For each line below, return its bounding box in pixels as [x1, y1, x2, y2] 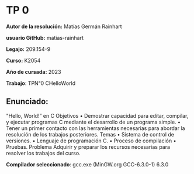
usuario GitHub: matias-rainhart [6, 34, 84, 41]
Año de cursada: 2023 [6, 68, 61, 75]
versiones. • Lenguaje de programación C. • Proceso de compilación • [6, 137, 176, 144]
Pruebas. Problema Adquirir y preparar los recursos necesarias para [6, 143, 171, 150]
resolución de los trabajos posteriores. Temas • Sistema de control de [6, 131, 174, 138]
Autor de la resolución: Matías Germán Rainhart [6, 23, 122, 30]
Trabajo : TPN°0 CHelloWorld [6, 80, 76, 87]
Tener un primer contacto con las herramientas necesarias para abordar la [6, 124, 185, 132]
